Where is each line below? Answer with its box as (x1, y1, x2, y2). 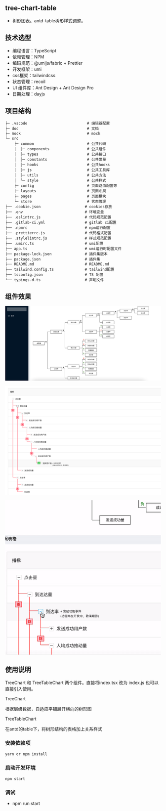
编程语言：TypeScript (12, 47, 57, 53)
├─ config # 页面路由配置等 (14, 183, 118, 188)
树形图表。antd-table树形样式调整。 (12, 17, 86, 24)
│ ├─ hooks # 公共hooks (14, 163, 110, 168)
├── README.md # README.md (5, 262, 110, 267)
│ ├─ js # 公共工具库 (14, 168, 110, 172)
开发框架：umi (12, 66, 42, 72)
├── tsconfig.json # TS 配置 (5, 272, 104, 277)
